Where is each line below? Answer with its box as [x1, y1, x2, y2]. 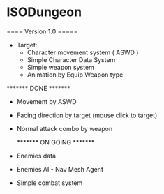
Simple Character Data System [27, 55, 116, 64]
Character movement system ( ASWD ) [27, 48, 139, 57]
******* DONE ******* [6, 84, 70, 92]
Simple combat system [16, 179, 83, 187]
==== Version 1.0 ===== [6, 27, 78, 36]
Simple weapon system [27, 63, 95, 71]
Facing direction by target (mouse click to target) [16, 111, 158, 119]
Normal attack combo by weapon [16, 124, 113, 133]
